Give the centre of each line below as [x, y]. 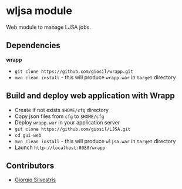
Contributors [30, 166]
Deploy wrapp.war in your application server [67, 122]
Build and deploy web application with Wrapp [90, 96]
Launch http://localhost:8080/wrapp [60, 147]
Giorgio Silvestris [35, 180]
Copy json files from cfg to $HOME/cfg [59, 116]
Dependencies [33, 45]
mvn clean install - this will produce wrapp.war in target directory [95, 77]
